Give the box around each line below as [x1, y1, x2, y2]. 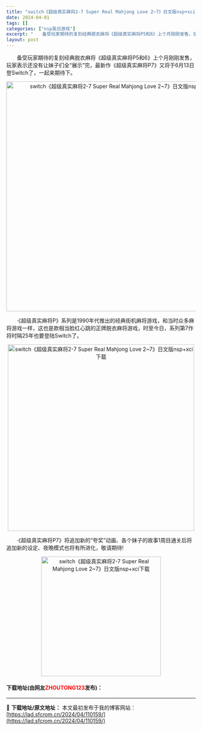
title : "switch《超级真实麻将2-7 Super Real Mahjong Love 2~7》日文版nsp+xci [6, 8, 196, 15]
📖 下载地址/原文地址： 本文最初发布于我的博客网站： [6, 704, 136, 711]
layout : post [6, 37, 39, 43]
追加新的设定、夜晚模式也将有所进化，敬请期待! [6, 544, 124, 551]
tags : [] [6, 20, 28, 26]
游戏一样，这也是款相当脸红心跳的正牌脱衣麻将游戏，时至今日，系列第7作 [11, 324, 194, 332]
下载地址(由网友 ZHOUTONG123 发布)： [6, 684, 103, 691]
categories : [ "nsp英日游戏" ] [6, 25, 76, 32]
